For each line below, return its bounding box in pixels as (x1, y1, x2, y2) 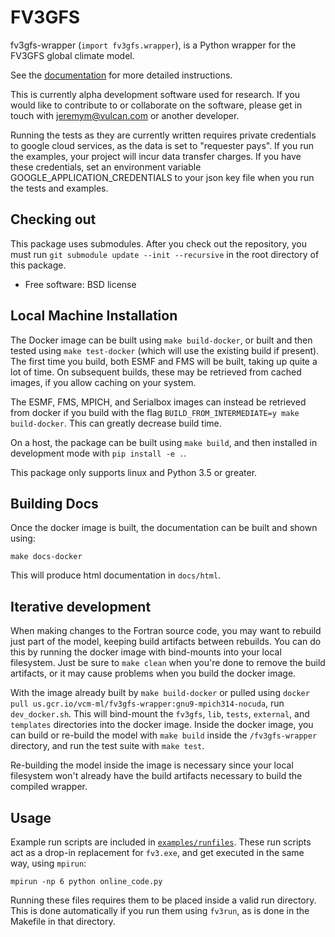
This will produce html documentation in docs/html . (10, 569, 222, 581)
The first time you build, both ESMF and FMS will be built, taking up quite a (10, 355, 318, 367)
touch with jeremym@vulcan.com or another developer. (10, 109, 240, 121)
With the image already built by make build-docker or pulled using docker (10, 687, 310, 699)
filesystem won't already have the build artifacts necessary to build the (10, 770, 303, 782)
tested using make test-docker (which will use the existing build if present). (10, 344, 320, 356)
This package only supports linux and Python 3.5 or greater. (10, 466, 258, 478)
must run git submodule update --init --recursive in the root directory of (10, 248, 320, 260)
